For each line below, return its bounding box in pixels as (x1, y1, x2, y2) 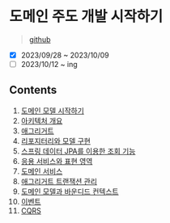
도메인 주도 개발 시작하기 (9, 7, 164, 26)
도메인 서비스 (20, 166, 63, 176)
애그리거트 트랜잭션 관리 (20, 176, 98, 186)
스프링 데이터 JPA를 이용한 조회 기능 (20, 146, 136, 156)
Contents (9, 83, 57, 97)
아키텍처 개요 (20, 116, 63, 125)
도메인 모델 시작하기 (20, 106, 84, 116)
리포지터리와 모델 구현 (20, 136, 91, 145)
